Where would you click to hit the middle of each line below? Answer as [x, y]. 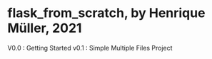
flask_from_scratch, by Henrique [106, 13]
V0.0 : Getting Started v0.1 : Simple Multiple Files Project [90, 48]
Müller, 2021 [45, 28]
